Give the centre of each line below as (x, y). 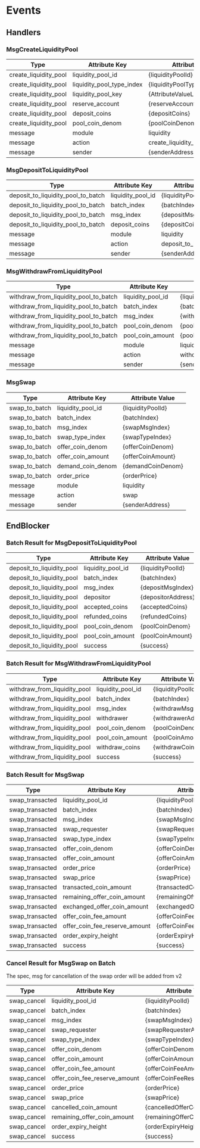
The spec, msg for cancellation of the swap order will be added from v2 (94, 976)
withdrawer (112, 718)
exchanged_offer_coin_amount (106, 907)
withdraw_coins (118, 747)
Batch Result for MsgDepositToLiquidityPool (71, 543)
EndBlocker (28, 526)
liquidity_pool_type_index (107, 84)
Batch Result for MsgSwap (45, 774)
